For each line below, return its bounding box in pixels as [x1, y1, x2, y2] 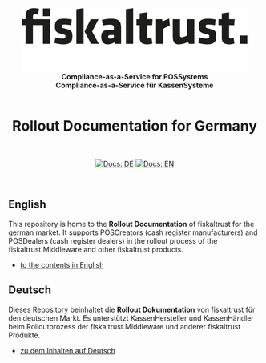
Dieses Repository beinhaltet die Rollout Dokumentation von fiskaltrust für [8, 305, 256, 314]
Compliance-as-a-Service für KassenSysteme [55, 80, 214, 90]
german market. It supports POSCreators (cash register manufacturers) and [8, 228, 258, 237]
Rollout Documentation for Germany [11, 117, 258, 135]
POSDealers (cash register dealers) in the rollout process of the [8, 236, 218, 245]
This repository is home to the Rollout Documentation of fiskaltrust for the [8, 219, 255, 228]
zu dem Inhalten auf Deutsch [19, 345, 116, 355]
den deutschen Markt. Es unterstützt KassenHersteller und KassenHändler [8, 313, 254, 323]
